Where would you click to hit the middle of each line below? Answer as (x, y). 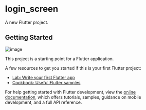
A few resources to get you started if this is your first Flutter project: (73, 68)
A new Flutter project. (27, 22)
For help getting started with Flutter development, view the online (71, 92)
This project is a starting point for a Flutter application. (59, 59)
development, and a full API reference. (44, 102)
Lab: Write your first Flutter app (44, 77)
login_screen (32, 9)
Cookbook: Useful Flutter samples (46, 82)
